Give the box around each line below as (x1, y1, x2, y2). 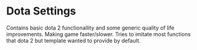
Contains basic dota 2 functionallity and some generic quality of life (6, 24, 175, 31)
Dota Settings (6, 4, 77, 18)
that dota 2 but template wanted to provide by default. (6, 37, 141, 44)
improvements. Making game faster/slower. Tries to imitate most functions (6, 30, 191, 37)
